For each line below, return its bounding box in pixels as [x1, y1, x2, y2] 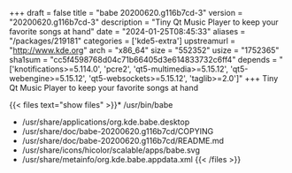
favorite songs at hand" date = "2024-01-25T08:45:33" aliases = [9, 26, 246, 36]
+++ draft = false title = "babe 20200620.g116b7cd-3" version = [9, 8, 243, 18]
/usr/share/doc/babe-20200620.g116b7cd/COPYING [21, 126, 214, 136]
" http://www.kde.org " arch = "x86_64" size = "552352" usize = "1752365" [9, 45, 280, 56]
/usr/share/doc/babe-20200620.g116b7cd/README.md [21, 136, 224, 146]
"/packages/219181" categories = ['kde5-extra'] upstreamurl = [9, 35, 236, 46]
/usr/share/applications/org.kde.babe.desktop [21, 117, 190, 127]
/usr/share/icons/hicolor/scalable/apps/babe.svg [21, 145, 201, 155]
